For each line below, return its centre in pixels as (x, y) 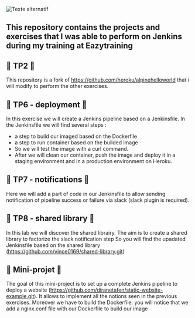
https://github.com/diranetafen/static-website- (107, 290)
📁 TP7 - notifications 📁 (48, 180)
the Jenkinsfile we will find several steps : (56, 125)
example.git (20, 296)
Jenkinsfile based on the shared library (53, 245)
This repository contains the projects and (83, 27)
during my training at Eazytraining (70, 46)
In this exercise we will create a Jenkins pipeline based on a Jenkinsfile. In (96, 119)
